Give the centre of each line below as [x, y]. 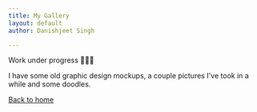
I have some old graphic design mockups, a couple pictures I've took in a [129, 76]
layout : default [35, 23]
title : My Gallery [39, 16]
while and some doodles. [50, 84]
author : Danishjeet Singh [51, 30]
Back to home [31, 100]
